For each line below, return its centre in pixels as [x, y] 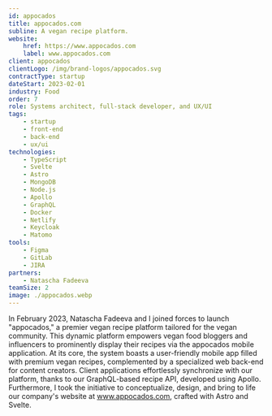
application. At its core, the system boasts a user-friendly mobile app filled [133, 353]
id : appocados [32, 16]
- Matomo [38, 235]
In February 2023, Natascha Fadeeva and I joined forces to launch [119, 318]
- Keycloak [41, 227]
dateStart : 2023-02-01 [47, 84]
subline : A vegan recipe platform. [69, 31]
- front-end [43, 129]
